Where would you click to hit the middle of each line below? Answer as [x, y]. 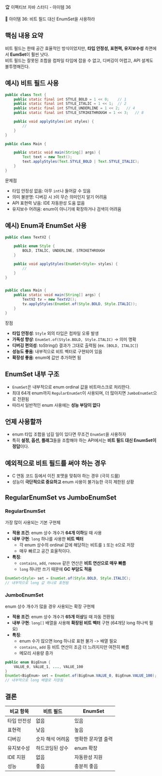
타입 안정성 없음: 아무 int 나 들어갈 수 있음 [51, 191]
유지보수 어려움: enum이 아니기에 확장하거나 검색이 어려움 [67, 209]
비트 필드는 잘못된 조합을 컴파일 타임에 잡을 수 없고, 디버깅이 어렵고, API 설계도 [79, 60]
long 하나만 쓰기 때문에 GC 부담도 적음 [55, 569]
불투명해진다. [17, 66]
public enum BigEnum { [28, 662]
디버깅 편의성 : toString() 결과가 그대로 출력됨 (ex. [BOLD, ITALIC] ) [75, 345]
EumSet [18, 54]
